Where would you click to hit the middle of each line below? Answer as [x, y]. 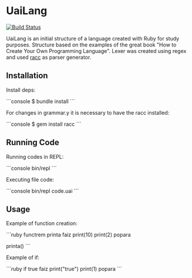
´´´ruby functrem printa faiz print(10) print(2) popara [68, 235]
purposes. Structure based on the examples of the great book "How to [91, 45]
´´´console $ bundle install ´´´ [41, 101]
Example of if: [23, 257]
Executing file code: [30, 179]
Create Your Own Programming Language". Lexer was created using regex [96, 51]
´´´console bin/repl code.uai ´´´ [43, 191]
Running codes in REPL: [35, 156]
